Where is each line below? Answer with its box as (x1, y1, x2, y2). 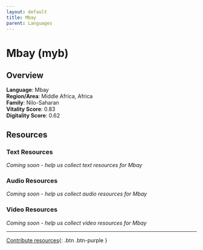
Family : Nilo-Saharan (6, 99, 59, 107)
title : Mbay (6, 15, 36, 21)
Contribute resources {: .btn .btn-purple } (6, 237, 108, 244)
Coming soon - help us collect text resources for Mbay (6, 162, 143, 169)
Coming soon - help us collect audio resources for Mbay (6, 190, 147, 197)
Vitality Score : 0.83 (6, 105, 56, 113)
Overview (6, 70, 44, 81)
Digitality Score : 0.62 (6, 112, 60, 119)
